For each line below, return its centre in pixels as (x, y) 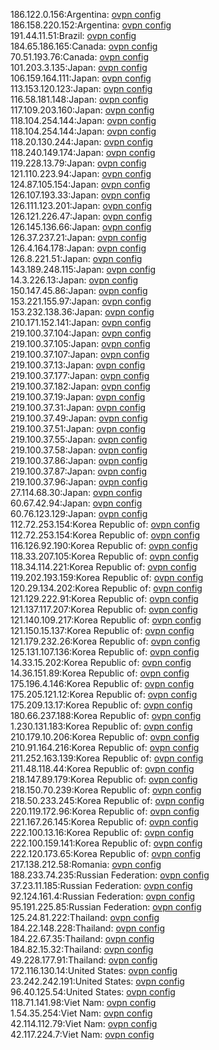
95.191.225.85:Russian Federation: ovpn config (106, 907)
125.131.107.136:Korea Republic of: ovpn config (105, 652)
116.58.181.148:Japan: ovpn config (79, 99)
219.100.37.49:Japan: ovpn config (79, 418)
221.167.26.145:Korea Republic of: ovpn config (104, 822)
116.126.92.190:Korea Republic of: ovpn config (104, 545)
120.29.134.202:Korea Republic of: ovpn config (106, 588)
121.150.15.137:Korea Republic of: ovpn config (102, 630)
